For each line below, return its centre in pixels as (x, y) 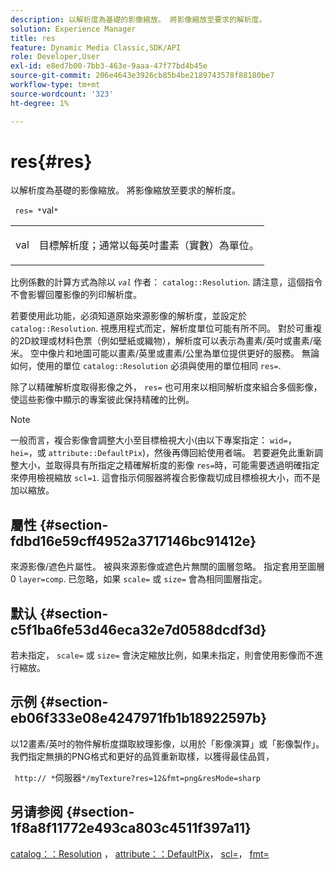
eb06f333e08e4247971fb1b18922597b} (139, 718)
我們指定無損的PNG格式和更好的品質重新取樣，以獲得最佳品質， (142, 756)
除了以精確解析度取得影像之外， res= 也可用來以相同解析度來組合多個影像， (166, 387)
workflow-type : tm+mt (55, 85)
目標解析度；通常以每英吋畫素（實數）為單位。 (149, 246)
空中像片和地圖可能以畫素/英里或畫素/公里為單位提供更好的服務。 (164, 353)
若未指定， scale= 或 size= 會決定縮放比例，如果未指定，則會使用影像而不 (162, 655)
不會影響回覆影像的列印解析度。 (76, 295)
